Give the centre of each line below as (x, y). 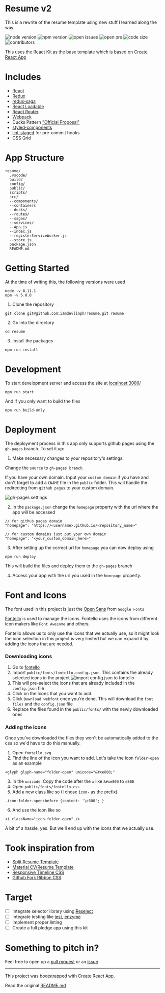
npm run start (20, 392)
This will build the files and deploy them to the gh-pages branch (69, 566)
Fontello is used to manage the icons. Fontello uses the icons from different (81, 618)
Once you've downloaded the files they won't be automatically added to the (82, 738)
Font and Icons (36, 595)
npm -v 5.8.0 (18, 295)
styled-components (32, 127)
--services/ (22, 222)
